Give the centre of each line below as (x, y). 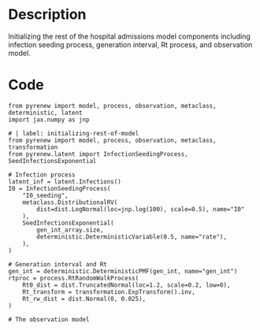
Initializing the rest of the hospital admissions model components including (129, 36)
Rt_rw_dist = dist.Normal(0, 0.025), (84, 298)
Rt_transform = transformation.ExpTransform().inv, (109, 292)
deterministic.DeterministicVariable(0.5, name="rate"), (132, 237)
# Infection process (42, 175)
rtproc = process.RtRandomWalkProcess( (74, 278)
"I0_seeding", (45, 195)
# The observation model (49, 319)
